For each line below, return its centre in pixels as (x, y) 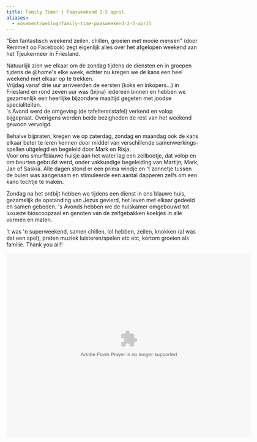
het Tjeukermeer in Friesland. (43, 54)
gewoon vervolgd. (29, 124)
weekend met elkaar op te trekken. (50, 79)
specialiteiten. (24, 105)
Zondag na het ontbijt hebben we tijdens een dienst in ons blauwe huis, (96, 194)
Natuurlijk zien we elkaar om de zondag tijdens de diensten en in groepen (99, 66)
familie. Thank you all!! (35, 245)
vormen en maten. (29, 220)
